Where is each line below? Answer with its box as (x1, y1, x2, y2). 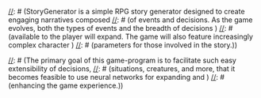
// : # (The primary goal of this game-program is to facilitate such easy (8, 55, 236, 65)
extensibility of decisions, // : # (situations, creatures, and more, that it (8, 64, 236, 73)
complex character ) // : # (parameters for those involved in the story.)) (8, 40, 238, 50)
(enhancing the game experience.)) (8, 81, 124, 90)
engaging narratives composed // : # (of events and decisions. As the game (8, 15, 253, 24)
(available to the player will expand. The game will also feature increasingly (8, 32, 254, 41)
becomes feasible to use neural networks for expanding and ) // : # (8, 73, 225, 81)
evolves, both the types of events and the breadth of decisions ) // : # (8, 24, 233, 32)
